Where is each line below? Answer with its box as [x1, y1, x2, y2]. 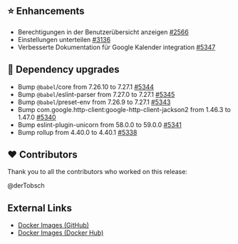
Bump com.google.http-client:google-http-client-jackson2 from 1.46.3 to [17, 105, 232, 113]
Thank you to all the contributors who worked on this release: [7, 168, 187, 176]
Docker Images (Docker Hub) [17, 228, 104, 237]
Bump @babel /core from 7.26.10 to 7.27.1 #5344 [17, 82, 155, 91]
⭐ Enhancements [7, 5, 85, 17]
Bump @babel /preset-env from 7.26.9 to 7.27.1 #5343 [17, 98, 171, 106]
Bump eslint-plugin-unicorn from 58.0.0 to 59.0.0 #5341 [17, 120, 182, 129]
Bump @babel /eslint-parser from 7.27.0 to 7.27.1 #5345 [17, 90, 175, 98]
